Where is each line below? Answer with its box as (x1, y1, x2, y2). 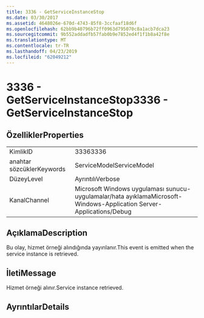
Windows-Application (75, 200, 138, 208)
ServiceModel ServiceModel (75, 161, 154, 169)
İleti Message (6, 268, 56, 278)
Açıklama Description (6, 228, 88, 238)
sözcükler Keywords (9, 164, 66, 173)
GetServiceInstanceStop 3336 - (6, 93, 168, 107)
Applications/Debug (75, 207, 132, 215)
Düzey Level (9, 174, 43, 183)
